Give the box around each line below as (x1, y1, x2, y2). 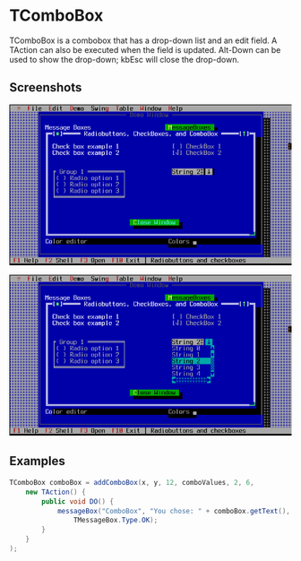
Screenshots (9, 80, 82, 95)
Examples (9, 453, 65, 469)
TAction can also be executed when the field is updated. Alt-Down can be (9, 44, 281, 55)
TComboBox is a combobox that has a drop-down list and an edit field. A (9, 35, 278, 46)
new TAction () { (25, 488, 87, 496)
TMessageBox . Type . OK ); (73, 516, 159, 525)
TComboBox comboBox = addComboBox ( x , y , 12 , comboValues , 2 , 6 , (9, 478, 254, 487)
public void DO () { (41, 496, 115, 506)
